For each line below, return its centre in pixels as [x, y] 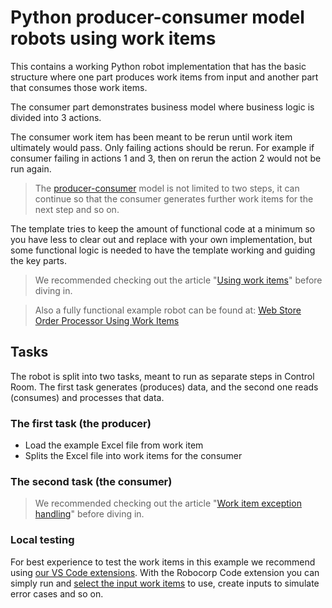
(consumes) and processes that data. [87, 397]
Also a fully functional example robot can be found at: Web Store [168, 310]
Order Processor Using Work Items [107, 320]
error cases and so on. [57, 593]
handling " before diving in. [89, 514]
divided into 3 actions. [56, 117]
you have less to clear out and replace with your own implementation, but [161, 239]
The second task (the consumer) [91, 481]
